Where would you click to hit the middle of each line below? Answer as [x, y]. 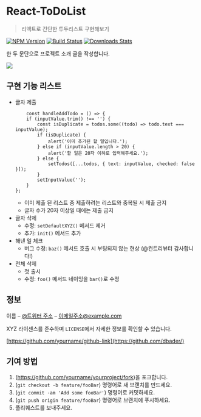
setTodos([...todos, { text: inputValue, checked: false [121, 164]
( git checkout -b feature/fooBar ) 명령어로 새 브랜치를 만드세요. [94, 385]
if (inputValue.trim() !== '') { [69, 119]
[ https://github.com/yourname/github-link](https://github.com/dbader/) [95, 341]
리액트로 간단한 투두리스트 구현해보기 [65, 29]
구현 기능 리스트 [34, 86]
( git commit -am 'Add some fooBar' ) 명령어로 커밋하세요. [85, 393]
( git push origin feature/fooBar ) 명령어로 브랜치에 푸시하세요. [93, 400]
